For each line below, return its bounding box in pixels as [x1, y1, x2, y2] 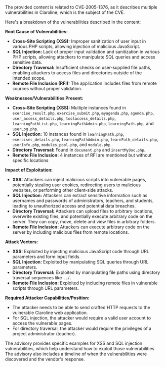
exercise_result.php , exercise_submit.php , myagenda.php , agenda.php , [12, 110, 154, 116]
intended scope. [12, 75, 46, 81]
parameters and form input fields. [12, 254, 81, 260]
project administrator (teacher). [12, 331, 77, 336]
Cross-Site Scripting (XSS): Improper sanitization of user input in [12, 38, 146, 44]
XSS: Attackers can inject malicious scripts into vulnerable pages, [12, 177, 147, 182]
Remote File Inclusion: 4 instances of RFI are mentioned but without [12, 152, 152, 158]
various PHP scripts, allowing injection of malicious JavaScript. [12, 44, 141, 49]
